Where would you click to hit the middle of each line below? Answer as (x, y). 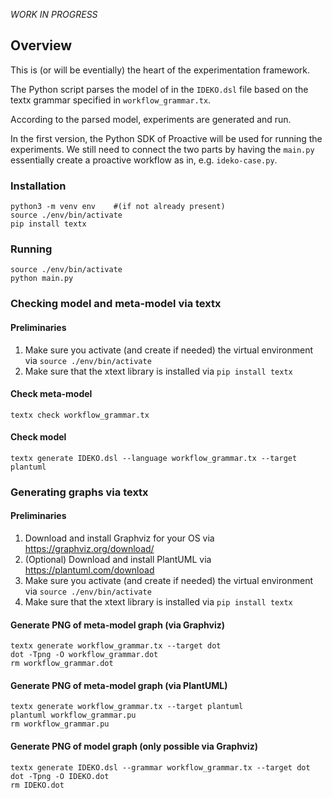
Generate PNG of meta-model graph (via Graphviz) (118, 625)
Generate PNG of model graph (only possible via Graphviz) (134, 746)
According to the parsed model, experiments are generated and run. (151, 119)
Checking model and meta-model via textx (116, 304)
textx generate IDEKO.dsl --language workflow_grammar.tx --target (154, 458)
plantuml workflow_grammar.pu (73, 715)
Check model (38, 437)
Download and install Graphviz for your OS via (119, 538)
